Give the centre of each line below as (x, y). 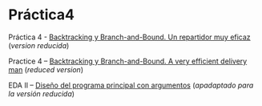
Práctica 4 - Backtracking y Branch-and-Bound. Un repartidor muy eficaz (129, 37)
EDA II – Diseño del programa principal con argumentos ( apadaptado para (131, 85)
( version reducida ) (39, 45)
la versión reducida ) (41, 93)
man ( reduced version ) (46, 69)
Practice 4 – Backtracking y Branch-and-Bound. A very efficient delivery (128, 61)
